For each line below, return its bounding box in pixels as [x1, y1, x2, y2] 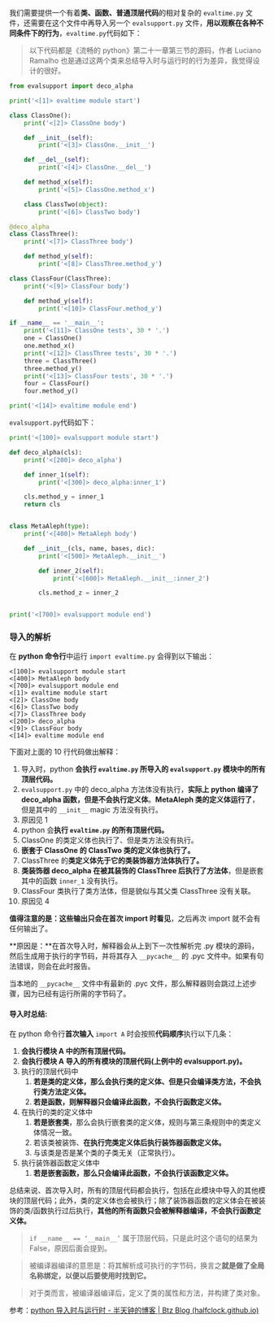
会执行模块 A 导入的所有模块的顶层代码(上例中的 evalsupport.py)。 [20, 1056, 247, 1066]
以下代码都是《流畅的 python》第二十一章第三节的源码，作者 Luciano [28, 46, 262, 55]
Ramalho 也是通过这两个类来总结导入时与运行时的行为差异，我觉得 [28, 56, 253, 65]
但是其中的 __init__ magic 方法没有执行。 [20, 805, 163, 815]
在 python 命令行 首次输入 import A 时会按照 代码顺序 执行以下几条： [9, 1029, 234, 1038]
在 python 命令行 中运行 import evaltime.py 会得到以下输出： [9, 651, 215, 661]
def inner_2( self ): [38, 567, 105, 575]
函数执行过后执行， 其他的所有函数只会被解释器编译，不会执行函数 [33, 1205, 254, 1215]
